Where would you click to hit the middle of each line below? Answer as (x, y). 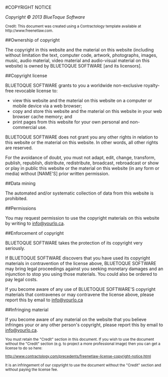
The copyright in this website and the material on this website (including (79, 50)
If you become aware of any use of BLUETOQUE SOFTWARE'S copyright (80, 289)
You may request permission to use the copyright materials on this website (82, 218)
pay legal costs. (22, 279)
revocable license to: (36, 91)
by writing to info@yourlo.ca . (35, 223)
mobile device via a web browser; (47, 106)
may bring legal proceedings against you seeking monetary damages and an (84, 269)
